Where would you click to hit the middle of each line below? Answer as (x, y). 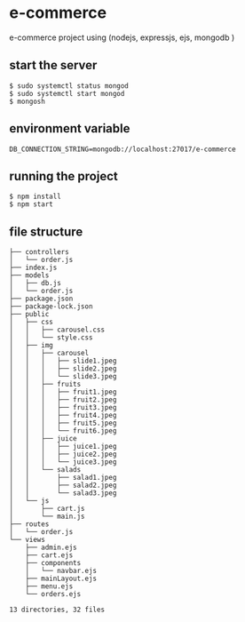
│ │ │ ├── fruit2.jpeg (63, 400)
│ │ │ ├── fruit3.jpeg (63, 408)
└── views (28, 540)
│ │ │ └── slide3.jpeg (63, 377)
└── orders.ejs (53, 594)
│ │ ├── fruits (45, 385)
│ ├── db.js (36, 283)
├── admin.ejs (51, 548)
